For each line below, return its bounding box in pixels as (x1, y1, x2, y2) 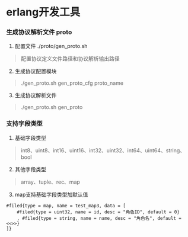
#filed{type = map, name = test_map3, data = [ (6, 203, 126, 209)
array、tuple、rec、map (20, 178, 80, 185)
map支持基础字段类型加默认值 (14, 191, 88, 198)
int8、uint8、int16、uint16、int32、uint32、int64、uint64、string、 (20, 146, 186, 154)
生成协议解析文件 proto (6, 28, 72, 36)
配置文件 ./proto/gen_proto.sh (14, 43, 88, 50)
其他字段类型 (14, 165, 46, 172)
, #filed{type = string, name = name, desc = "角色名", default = (17, 215, 182, 221)
